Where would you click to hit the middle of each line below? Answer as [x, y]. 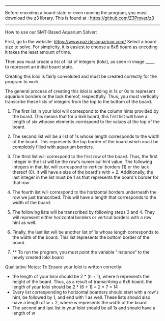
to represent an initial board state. [39, 67]
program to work [22, 81]
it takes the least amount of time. [38, 52]
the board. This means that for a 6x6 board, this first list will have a [80, 116]
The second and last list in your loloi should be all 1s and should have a [84, 308]
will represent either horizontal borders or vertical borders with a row [82, 217]
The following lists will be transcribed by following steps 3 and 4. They [83, 212]
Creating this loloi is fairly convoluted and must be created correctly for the [81, 76]
